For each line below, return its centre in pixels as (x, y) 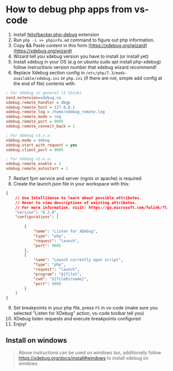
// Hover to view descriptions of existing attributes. (76, 203)
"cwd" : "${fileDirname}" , (61, 279)
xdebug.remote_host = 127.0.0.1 (40, 107)
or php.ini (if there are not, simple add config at (111, 78)
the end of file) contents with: (44, 84)
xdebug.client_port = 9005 (35, 150)
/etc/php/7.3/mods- (107, 73)
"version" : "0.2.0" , (37, 212)
